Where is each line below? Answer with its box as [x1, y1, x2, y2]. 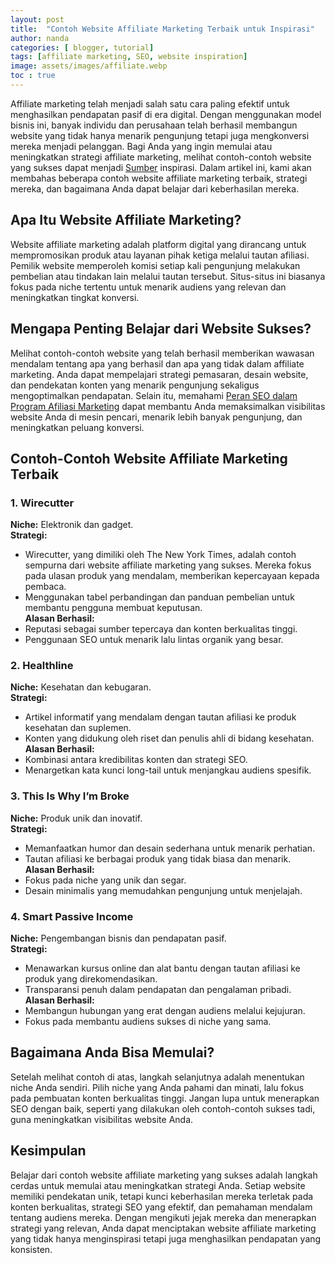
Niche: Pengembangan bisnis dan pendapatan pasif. [10, 932, 227, 945]
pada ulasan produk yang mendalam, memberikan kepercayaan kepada [24, 570, 320, 582]
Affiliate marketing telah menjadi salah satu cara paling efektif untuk [10, 97, 290, 110]
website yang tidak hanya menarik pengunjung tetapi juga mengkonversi [10, 129, 310, 141]
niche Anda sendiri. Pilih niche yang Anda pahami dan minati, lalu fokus [10, 1081, 305, 1093]
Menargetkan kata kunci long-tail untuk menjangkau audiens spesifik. [24, 764, 312, 776]
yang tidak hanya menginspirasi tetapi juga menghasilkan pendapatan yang [10, 1232, 322, 1245]
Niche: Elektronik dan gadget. [10, 519, 134, 531]
